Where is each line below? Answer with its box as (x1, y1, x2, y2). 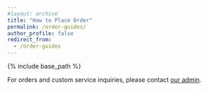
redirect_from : (7, 36, 52, 43)
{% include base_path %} (7, 62, 82, 70)
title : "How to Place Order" (7, 17, 93, 24)
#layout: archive (7, 10, 58, 17)
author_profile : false (7, 29, 74, 37)
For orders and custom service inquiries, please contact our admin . (7, 76, 202, 84)
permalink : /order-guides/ (7, 23, 86, 30)
